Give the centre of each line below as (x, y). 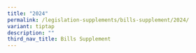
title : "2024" (28, 13)
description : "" (31, 33)
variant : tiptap (31, 26)
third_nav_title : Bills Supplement (59, 39)
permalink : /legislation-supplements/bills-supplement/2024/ (98, 20)
